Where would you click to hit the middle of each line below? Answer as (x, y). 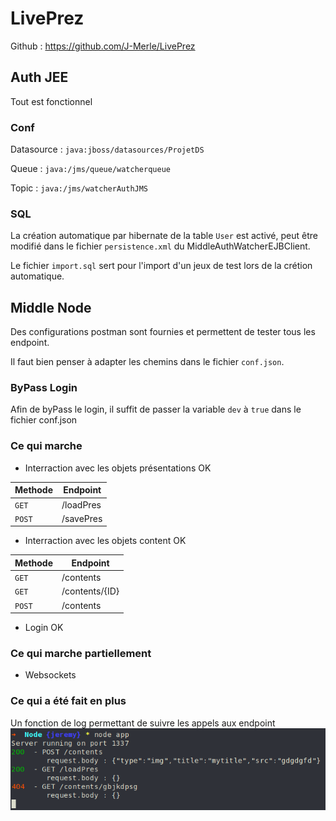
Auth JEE (39, 77)
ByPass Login (44, 388)
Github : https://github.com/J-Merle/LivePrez (103, 46)
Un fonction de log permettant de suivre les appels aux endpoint (143, 723)
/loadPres (81, 504)
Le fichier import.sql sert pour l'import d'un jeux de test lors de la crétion (161, 266)
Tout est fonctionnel (51, 101)
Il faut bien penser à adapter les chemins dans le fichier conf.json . (147, 362)
